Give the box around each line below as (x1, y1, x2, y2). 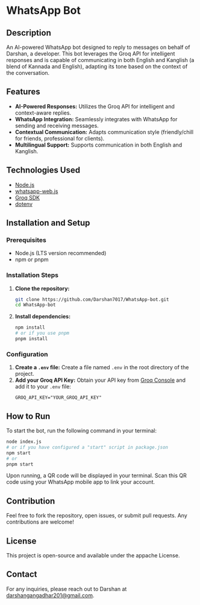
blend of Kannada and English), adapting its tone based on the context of (6, 63, 188, 70)
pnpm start (6, 461, 34, 467)
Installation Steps (6, 271, 59, 279)
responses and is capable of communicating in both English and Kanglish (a (6, 57, 195, 63)
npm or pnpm (14, 256, 49, 263)
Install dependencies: (14, 313, 71, 320)
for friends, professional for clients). (14, 135, 105, 142)
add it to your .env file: (14, 383, 71, 390)
